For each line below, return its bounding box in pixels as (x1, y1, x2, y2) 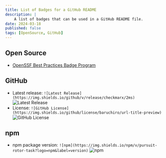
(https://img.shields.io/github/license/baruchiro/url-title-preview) (12, 110, 162, 115)
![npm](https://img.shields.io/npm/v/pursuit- (59, 143, 158, 148)
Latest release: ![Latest (12, 90, 62, 96)
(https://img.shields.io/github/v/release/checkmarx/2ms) (12, 95, 135, 100)
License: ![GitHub (12, 105, 49, 111)
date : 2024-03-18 (5, 21, 41, 26)
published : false (5, 26, 41, 31)
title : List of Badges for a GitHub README (5, 7, 97, 12)
